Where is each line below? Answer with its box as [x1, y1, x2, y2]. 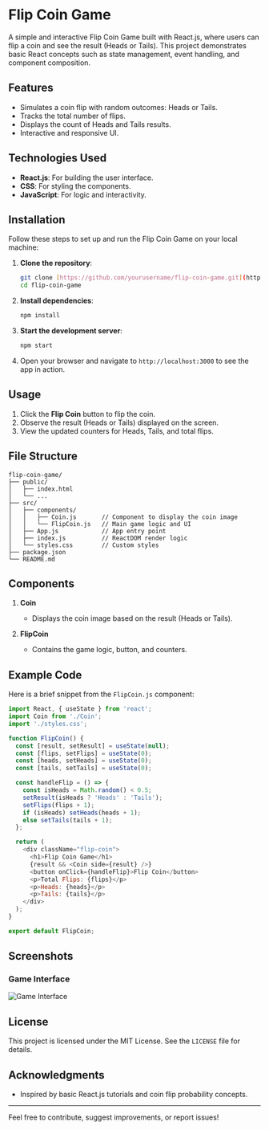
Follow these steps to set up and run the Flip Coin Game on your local [8, 235, 238, 244]
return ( [15, 838, 45, 846]
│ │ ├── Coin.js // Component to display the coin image [8, 512, 239, 521]
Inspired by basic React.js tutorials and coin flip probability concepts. [19, 1090, 248, 1099]
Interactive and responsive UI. [19, 128, 119, 137]
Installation [8, 213, 66, 226]
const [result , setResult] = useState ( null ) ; [15, 741, 171, 750]
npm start [19, 341, 54, 349]
